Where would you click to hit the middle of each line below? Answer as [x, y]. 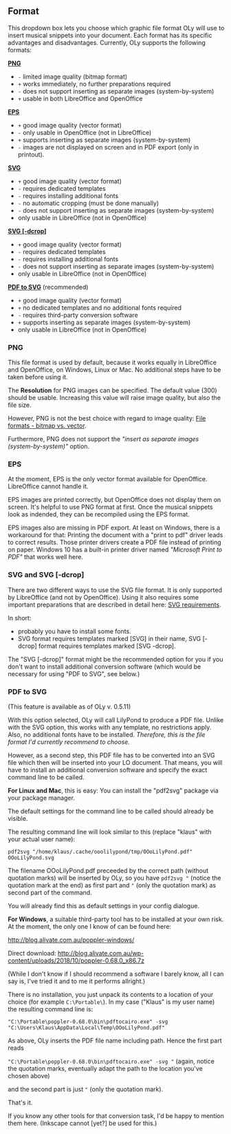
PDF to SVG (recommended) [48, 287]
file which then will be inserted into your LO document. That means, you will [115, 763]
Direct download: [32, 953]
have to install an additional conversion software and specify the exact [108, 770]
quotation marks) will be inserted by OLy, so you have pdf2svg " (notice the [114, 878]
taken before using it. [38, 377]
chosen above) [29, 1076]
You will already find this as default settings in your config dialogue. [104, 906]
